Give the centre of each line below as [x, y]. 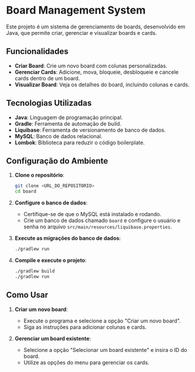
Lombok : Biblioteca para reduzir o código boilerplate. [79, 142]
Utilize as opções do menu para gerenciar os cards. [86, 362]
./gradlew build [35, 271]
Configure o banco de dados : [51, 203]
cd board [25, 192]
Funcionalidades [38, 52]
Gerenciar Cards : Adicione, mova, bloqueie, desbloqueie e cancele [97, 72]
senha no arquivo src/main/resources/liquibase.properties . [98, 227]
